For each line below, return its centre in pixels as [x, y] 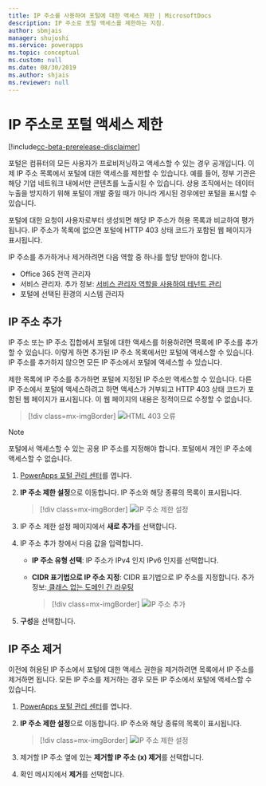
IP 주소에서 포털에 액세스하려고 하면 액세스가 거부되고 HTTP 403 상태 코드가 [127, 389]
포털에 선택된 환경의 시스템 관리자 [72, 294]
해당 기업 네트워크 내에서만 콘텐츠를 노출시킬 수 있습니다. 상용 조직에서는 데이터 [131, 184]
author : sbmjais [35, 30]
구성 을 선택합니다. [47, 621]
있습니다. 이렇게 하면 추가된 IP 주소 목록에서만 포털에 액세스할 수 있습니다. [140, 353]
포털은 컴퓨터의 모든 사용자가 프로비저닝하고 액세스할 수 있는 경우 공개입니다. [127, 164]
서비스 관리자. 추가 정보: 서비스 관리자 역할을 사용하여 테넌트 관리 [120, 284]
